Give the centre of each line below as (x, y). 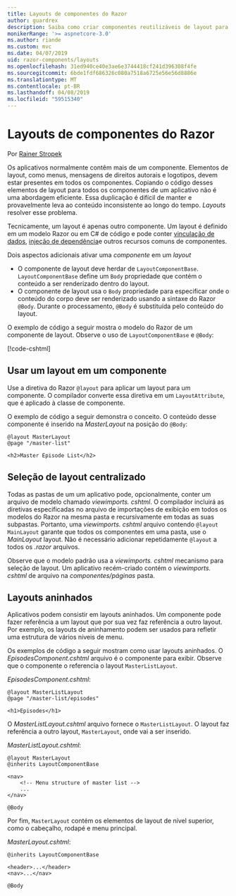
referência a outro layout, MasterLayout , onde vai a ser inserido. (99, 731)
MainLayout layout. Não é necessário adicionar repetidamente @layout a (112, 539)
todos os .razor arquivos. (44, 547)
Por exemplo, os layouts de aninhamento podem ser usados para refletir (112, 630)
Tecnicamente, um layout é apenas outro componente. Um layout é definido (117, 226)
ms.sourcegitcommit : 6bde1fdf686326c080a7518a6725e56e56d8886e (102, 73)
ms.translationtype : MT (42, 79)
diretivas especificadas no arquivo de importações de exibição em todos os (117, 509)
